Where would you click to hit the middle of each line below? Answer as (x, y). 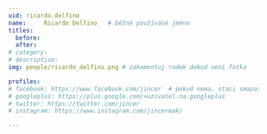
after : (26, 45)
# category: (28, 52)
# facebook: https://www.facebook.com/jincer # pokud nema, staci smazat (135, 89)
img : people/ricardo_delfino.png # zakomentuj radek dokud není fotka (128, 67)
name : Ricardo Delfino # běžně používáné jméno (99, 23)
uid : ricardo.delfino (44, 15)
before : (28, 38)
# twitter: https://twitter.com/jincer (74, 104)
